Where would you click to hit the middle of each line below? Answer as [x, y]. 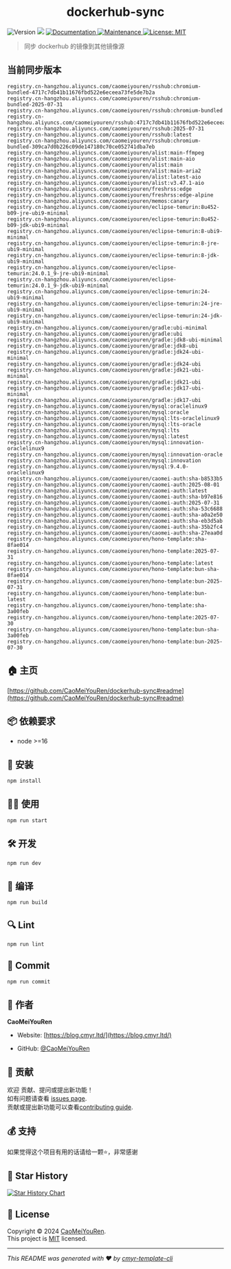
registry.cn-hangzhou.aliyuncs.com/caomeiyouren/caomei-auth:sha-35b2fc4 [115, 527]
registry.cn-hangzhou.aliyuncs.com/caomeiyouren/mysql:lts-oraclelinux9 [113, 418]
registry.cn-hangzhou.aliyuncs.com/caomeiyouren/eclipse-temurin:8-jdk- [113, 255]
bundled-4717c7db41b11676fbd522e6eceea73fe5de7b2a [81, 92]
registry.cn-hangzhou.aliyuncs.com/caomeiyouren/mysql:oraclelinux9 [107, 406]
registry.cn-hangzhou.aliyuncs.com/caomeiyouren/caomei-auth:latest [107, 490]
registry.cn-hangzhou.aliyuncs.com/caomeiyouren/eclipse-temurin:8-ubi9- [115, 231]
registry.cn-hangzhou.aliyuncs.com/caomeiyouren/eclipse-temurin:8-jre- [113, 243]
